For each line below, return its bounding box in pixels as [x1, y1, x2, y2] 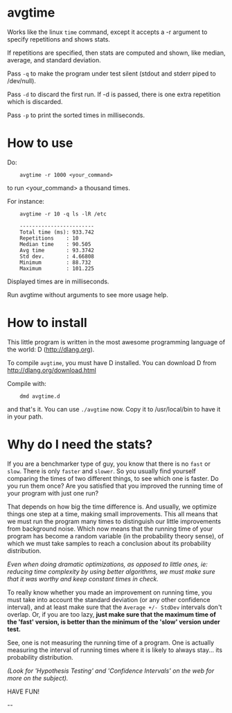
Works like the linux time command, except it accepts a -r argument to [7, 28, 208, 36]
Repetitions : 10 [19, 234, 79, 242]
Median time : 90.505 [19, 240, 91, 247]
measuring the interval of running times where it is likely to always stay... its [7, 646, 223, 654]
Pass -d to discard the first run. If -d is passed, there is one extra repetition [7, 90, 221, 98]
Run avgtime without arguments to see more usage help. [7, 290, 168, 299]
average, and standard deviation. [7, 55, 102, 64]
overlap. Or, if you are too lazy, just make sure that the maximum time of [7, 610, 216, 618]
